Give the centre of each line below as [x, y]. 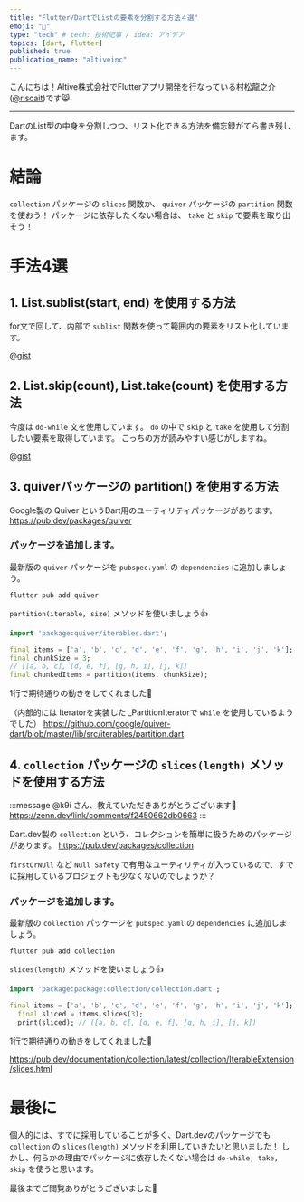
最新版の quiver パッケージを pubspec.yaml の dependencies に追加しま [140, 567]
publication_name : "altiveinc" [68, 60]
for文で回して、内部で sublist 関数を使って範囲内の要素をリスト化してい [146, 326]
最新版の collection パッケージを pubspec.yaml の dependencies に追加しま [148, 923]
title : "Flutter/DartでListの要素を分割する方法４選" [104, 18]
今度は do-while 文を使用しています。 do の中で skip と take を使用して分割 [149, 426]
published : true [40, 52]
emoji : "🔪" [30, 26]
